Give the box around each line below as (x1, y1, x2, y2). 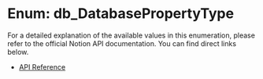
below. (7, 47, 29, 56)
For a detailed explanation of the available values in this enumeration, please (7, 31, 255, 40)
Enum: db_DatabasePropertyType (7, 5, 234, 23)
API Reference (18, 62, 66, 71)
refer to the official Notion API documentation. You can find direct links (7, 38, 237, 48)
